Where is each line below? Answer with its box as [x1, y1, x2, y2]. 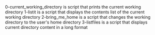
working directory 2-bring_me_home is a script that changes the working [5, 14, 151, 20]
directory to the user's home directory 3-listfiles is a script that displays [5, 19, 148, 25]
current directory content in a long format [5, 24, 88, 30]
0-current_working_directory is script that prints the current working [5, 4, 141, 10]
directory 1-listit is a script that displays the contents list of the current [5, 9, 145, 15]
